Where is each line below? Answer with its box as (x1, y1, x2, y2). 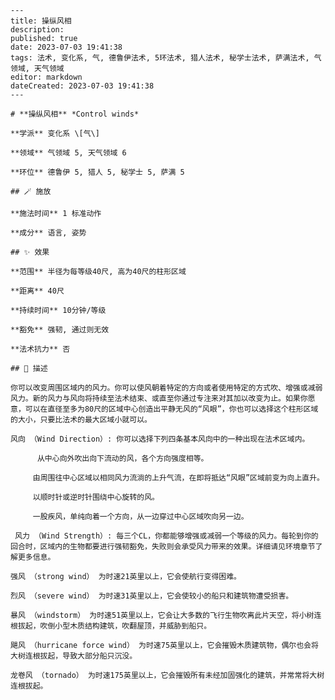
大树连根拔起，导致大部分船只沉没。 (10, 651, 138, 661)
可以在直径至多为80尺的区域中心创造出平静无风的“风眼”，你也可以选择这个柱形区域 (24, 404, 319, 414)
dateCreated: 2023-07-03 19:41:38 (10, 81, 155, 91)
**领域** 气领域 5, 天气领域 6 (10, 148, 127, 158)
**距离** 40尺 (10, 286, 65, 296)
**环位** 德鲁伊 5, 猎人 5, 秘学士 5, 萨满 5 (10, 167, 185, 177)
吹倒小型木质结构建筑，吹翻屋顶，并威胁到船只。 (39, 621, 212, 631)
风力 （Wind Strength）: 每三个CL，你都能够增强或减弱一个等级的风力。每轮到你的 (14, 531, 319, 541)
